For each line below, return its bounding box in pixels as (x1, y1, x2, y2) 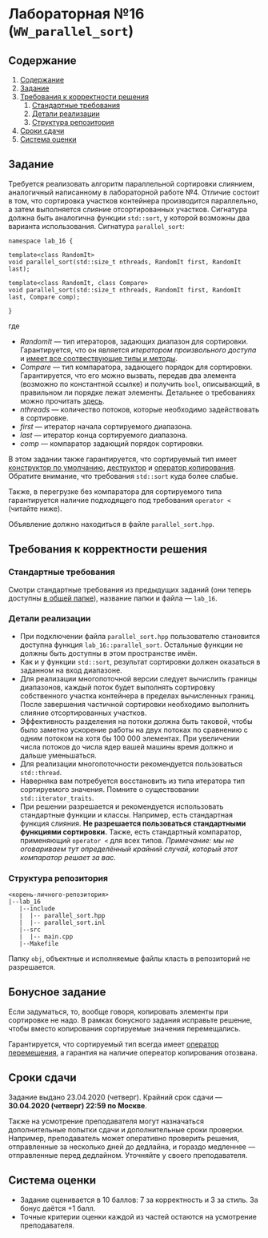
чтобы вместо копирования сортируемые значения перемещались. (8, 1023, 242, 1033)
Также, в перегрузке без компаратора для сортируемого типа (8, 486, 222, 496)
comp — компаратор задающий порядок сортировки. (19, 438, 204, 448)
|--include (18, 905, 56, 913)
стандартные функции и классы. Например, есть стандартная (19, 810, 234, 819)
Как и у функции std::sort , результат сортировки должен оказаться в (19, 657, 261, 666)
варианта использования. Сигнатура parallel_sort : (8, 221, 186, 231)
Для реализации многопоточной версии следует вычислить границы (19, 673, 258, 683)
